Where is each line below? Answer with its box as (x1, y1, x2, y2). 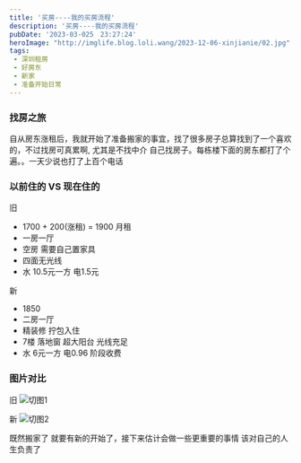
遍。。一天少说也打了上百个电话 (9, 155, 124, 166)
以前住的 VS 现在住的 (9, 180, 100, 193)
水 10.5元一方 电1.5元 (21, 266, 99, 277)
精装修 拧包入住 (21, 325, 81, 336)
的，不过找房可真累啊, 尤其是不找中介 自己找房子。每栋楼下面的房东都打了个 (9, 144, 291, 155)
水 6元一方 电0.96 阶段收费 (21, 347, 123, 359)
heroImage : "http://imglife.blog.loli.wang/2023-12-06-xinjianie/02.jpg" (9, 38, 291, 48)
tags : (9, 47, 30, 56)
